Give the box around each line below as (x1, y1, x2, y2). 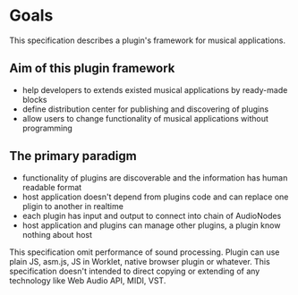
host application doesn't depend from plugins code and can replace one (21, 191, 289, 202)
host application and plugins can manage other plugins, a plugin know (21, 220, 281, 231)
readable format (21, 181, 82, 192)
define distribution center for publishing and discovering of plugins (21, 104, 269, 114)
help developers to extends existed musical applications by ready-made (21, 84, 288, 95)
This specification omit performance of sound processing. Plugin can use (9, 247, 280, 257)
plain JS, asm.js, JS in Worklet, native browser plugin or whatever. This (9, 256, 270, 266)
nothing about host (21, 229, 92, 240)
